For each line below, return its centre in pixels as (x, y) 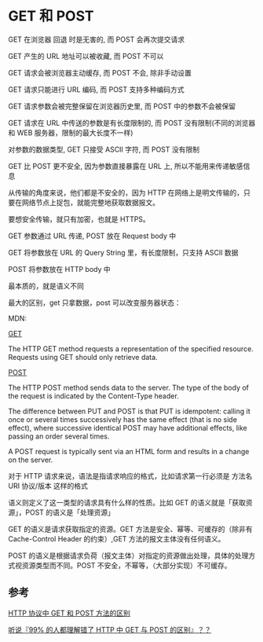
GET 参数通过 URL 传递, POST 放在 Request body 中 (92, 236)
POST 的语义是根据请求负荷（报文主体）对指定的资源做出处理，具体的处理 (128, 556)
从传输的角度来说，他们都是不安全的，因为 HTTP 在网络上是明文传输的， (126, 193)
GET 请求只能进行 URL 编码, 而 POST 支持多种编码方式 (96, 89)
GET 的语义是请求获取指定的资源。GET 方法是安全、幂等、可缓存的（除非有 (130, 529)
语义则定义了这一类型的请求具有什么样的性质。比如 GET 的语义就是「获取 (127, 502)
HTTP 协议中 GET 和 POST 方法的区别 (69, 613)
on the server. (31, 460)
